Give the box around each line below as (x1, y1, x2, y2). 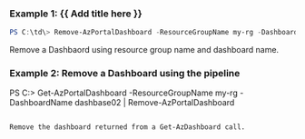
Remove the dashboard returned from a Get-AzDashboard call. (9, 123, 246, 132)
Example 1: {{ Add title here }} (9, 7, 143, 20)
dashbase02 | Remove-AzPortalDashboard (74, 97, 235, 108)
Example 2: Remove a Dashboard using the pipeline (9, 67, 241, 80)
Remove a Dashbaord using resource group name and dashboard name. (9, 45, 280, 55)
